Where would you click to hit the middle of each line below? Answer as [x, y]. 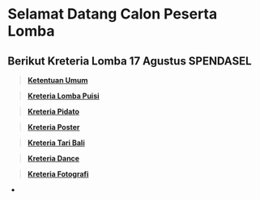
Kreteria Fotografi [58, 174]
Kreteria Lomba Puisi [63, 96]
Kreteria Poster [53, 127]
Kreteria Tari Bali [56, 143]
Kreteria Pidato [53, 111]
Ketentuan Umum [58, 80]
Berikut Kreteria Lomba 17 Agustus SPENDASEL [130, 61]
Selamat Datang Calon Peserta [113, 14]
